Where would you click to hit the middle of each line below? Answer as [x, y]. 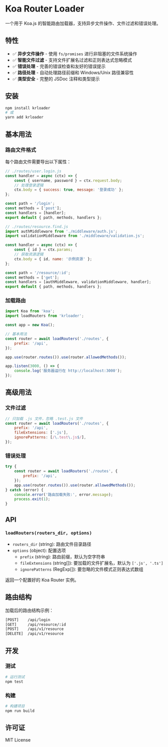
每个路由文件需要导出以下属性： [38, 162]
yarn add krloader [24, 117]
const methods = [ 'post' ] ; [33, 208]
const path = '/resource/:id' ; [38, 273]
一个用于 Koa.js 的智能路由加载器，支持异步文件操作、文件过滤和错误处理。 [83, 23]
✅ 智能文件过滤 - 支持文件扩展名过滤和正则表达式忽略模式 [72, 60]
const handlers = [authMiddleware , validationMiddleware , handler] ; [78, 282]
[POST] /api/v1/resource [35, 629]
